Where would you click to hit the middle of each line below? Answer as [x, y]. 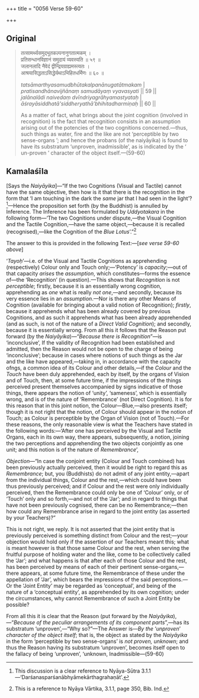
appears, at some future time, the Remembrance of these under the [103, 573]
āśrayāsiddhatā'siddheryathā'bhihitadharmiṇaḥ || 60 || [88, 104]
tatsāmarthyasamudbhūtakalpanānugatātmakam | [83, 85]
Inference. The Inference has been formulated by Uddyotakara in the [90, 212]
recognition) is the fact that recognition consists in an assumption [100, 121]
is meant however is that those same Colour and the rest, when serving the [98, 548]
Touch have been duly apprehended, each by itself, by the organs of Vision [98, 374]
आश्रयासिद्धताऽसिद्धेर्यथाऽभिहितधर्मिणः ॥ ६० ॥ [62, 73]
